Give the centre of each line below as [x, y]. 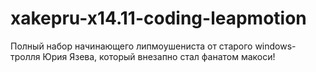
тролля [25, 56]
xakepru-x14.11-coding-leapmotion [158, 18]
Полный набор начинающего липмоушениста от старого [131, 46]
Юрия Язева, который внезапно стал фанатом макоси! [159, 56]
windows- [275, 46]
